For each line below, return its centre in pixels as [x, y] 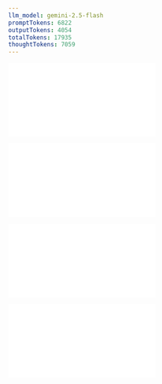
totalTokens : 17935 [40, 37]
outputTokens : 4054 [40, 30]
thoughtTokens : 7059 [42, 45]
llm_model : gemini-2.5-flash [56, 15]
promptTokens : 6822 [40, 23]
